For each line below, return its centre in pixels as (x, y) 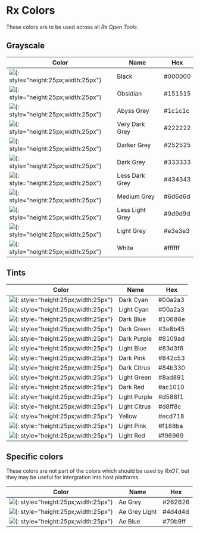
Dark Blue (132, 319)
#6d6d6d (177, 196)
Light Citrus (135, 406)
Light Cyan (134, 309)
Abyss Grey (133, 110)
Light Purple (136, 396)
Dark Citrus (135, 368)
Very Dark (131, 124)
